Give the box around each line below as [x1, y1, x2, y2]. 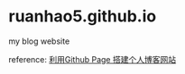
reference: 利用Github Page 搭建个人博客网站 [8, 53, 177, 64]
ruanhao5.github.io [8, 6, 157, 27]
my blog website [8, 36, 70, 46]
